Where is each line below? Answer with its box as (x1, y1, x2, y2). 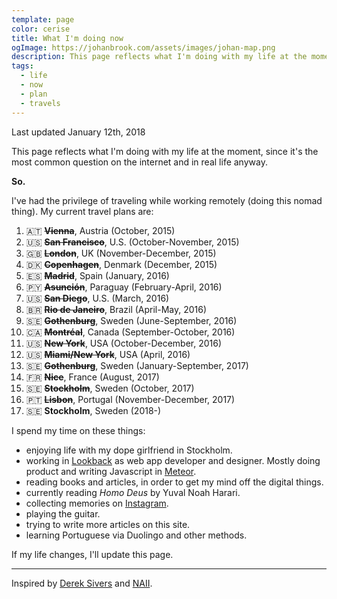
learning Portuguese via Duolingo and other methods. (25, 529, 248, 541)
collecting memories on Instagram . (25, 497, 169, 509)
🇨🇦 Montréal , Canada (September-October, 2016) (25, 326, 236, 338)
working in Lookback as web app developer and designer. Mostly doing (25, 454, 321, 466)
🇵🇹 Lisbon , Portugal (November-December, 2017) (25, 393, 236, 405)
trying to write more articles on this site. (25, 518, 191, 530)
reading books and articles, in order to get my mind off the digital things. (25, 476, 324, 488)
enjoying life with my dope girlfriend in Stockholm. (25, 444, 233, 456)
